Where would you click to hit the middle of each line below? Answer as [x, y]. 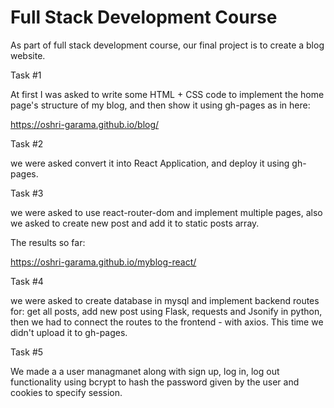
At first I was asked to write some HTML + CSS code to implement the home [167, 94]
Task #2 [27, 143]
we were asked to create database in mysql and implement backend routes [165, 300]
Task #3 [27, 193]
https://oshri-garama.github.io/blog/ [85, 124]
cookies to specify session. [66, 392]
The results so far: [48, 242]
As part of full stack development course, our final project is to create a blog [167, 45]
